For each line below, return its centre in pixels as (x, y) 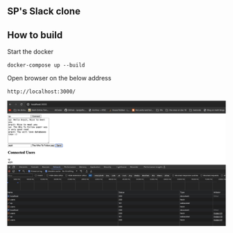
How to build (35, 35)
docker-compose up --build (46, 65)
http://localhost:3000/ (42, 92)
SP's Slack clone (44, 11)
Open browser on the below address (59, 78)
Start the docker (31, 52)
